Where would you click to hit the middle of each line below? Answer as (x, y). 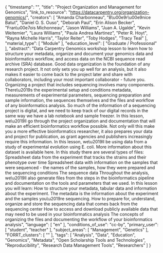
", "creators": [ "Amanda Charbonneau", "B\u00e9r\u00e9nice (88, 17)
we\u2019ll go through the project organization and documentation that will (80, 121)
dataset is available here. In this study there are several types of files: (75, 152)
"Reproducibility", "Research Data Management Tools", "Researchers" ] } (78, 245)
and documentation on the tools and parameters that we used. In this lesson (81, 183)
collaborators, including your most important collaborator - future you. (75, 79)
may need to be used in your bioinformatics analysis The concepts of (74, 214)
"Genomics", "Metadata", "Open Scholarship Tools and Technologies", (75, 240)
